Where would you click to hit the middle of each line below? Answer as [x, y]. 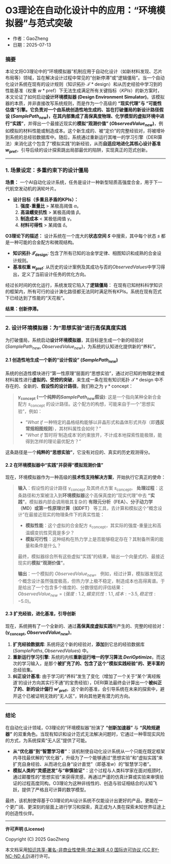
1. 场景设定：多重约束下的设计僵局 [47, 170]
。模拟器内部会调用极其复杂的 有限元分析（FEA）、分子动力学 [89, 502]
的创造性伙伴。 [21, 813]
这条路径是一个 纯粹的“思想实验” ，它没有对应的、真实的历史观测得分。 [79, 452]
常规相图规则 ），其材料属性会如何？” [63, 429]
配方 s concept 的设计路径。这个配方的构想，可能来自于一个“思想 [84, 405]
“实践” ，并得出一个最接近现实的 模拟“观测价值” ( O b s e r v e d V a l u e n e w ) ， [84, 124]
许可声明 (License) [25, 829]
